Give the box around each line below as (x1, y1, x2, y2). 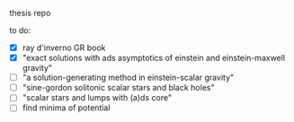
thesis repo (9, 8, 51, 18)
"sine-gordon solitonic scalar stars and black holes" (22, 83, 215, 93)
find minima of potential (22, 102, 111, 113)
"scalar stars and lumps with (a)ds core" (22, 92, 173, 103)
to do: (9, 25, 31, 35)
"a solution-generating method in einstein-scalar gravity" (22, 72, 235, 83)
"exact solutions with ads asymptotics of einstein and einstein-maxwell (22, 53, 286, 64)
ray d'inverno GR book (22, 42, 106, 53)
